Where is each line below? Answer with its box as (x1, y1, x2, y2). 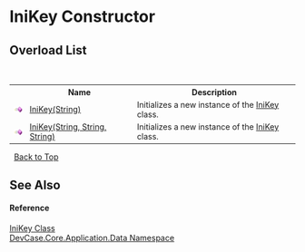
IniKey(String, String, (29, 121, 107, 132)
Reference (9, 202, 50, 214)
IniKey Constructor (9, 6, 156, 27)
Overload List (9, 43, 87, 58)
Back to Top (13, 151, 59, 162)
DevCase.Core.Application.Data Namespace (9, 233, 175, 244)
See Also (9, 177, 61, 192)
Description (192, 86, 238, 97)
